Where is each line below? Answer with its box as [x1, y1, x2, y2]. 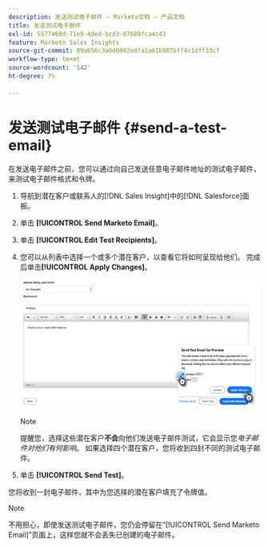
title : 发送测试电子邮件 [8, 21, 82, 30]
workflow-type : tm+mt [8, 55, 81, 63]
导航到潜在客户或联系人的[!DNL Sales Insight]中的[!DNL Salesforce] [19, 191, 242, 201]
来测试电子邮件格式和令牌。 [8, 173, 100, 184]
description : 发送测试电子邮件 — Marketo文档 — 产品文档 [8, 13, 186, 21]
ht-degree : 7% [8, 72, 56, 80]
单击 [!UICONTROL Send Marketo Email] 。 [19, 217, 162, 228]
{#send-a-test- [123, 119, 228, 136]
